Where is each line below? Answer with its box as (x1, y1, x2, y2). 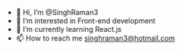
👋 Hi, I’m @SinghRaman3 (15, 8, 99, 17)
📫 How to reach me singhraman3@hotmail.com (15, 33, 175, 43)
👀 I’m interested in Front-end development (15, 16, 156, 25)
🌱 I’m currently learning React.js (15, 25, 122, 33)
